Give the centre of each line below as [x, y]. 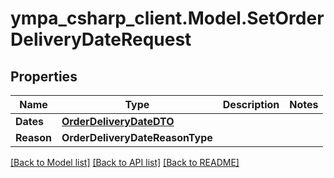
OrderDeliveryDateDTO [118, 121]
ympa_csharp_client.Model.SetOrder [167, 18]
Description [251, 104]
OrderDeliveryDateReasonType [137, 137]
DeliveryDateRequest [101, 39]
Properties [44, 76]
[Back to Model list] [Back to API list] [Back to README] [125, 162]
